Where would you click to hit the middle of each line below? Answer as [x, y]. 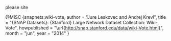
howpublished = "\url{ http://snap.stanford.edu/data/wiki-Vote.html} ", [91, 28]
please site [17, 7]
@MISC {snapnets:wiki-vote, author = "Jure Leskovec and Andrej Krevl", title [86, 17]
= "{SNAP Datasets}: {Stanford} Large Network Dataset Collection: [75, 23]
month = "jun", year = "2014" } [37, 33]
